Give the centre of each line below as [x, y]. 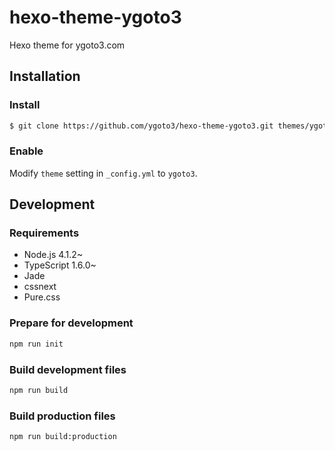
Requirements [44, 233]
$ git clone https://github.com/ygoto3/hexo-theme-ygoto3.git [141, 126]
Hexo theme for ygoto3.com [67, 45]
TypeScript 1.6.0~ [60, 265]
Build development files [68, 369]
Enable [26, 151]
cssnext [40, 287]
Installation [45, 76]
